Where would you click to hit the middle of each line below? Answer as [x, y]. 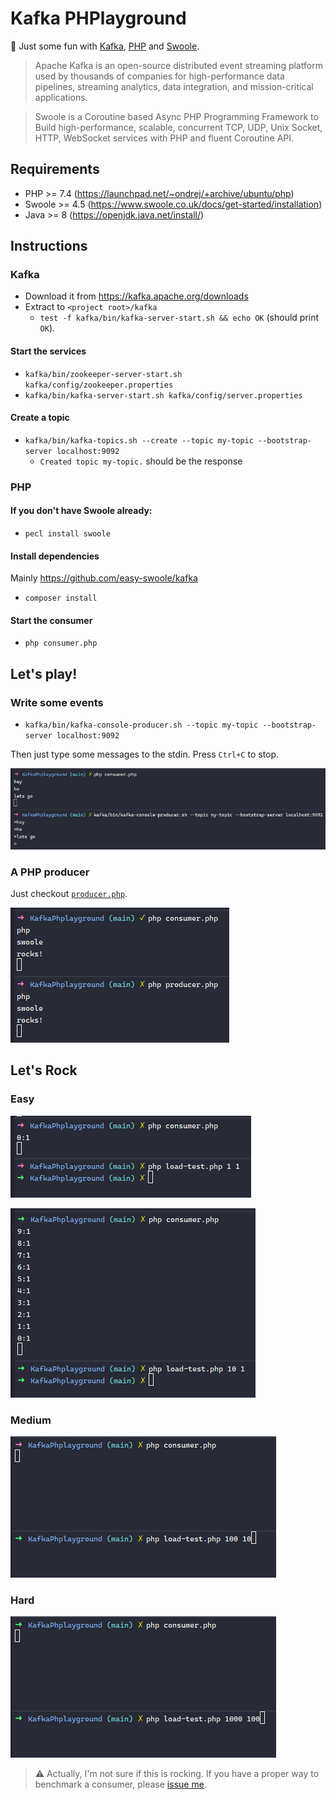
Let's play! [44, 673]
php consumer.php [61, 643]
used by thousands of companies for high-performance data [159, 76]
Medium [31, 1420]
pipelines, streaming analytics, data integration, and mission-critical [174, 86]
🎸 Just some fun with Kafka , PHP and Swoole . [105, 46]
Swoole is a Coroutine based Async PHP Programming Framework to [176, 116]
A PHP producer [50, 872]
